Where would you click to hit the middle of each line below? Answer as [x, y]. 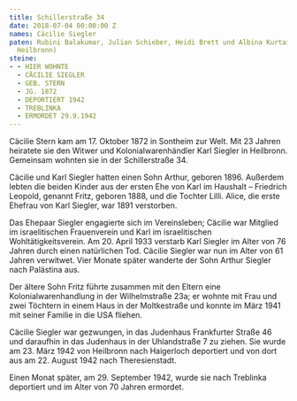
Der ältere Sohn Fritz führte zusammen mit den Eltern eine [115, 287]
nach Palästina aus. [45, 270]
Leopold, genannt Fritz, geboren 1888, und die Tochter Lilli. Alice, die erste [145, 197]
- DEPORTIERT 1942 [51, 100]
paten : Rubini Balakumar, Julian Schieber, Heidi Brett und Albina [136, 42]
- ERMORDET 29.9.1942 [57, 116]
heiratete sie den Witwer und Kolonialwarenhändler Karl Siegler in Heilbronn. [148, 150]
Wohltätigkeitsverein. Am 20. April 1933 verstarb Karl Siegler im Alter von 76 [148, 242]
